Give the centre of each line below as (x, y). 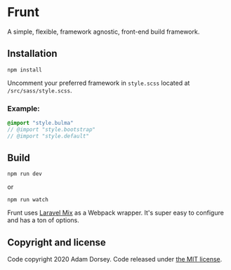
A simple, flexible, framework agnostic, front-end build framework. (104, 32)
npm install (25, 70)
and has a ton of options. (43, 220)
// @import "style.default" (48, 136)
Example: (24, 108)
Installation (32, 54)
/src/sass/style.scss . (40, 90)
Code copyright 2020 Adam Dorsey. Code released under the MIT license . (115, 259)
